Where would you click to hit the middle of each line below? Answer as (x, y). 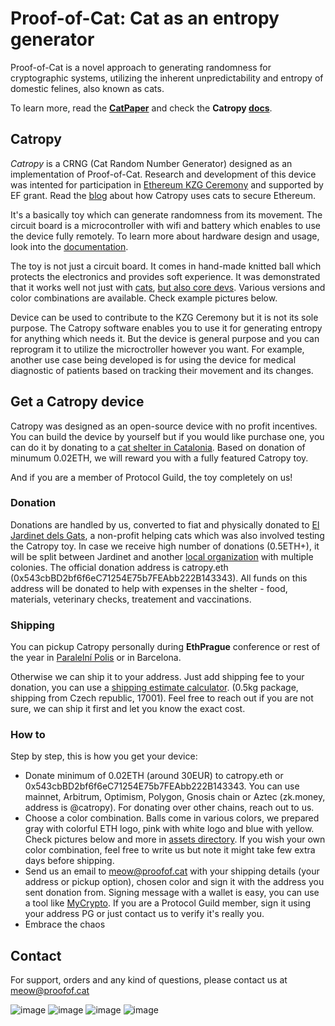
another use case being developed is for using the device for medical (153, 359)
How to (28, 735)
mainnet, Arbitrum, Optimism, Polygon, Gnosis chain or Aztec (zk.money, (175, 797)
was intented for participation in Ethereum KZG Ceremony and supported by (167, 184)
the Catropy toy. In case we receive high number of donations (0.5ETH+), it (165, 546)
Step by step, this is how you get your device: (104, 756)
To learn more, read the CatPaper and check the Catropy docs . (141, 108)
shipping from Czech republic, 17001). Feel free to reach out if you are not (162, 698)
